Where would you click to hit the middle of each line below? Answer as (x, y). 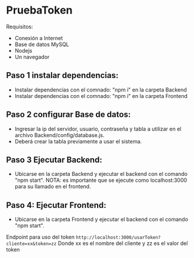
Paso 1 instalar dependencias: (62, 75)
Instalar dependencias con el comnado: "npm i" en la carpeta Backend (101, 90)
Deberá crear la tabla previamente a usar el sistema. (78, 141)
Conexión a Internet (39, 38)
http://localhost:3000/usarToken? (118, 238)
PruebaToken (39, 10)
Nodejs (23, 50)
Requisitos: (20, 27)
